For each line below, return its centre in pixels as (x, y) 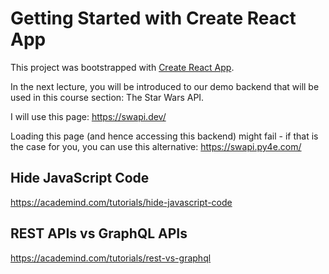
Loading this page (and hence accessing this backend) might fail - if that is (164, 136)
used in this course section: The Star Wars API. (107, 97)
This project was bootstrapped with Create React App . (122, 67)
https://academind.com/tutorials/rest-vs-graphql (111, 258)
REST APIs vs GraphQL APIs (99, 233)
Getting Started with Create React (153, 18)
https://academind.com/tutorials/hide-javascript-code (121, 202)
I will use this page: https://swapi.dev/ (88, 116)
